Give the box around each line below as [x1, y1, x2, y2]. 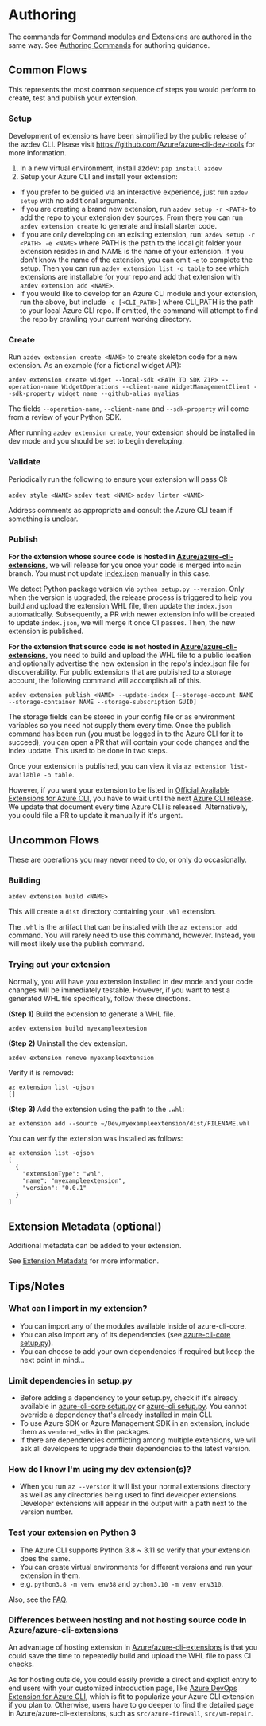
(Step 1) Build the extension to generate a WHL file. [8, 1009, 176, 1019]
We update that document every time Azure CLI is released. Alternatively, [8, 802, 249, 812]
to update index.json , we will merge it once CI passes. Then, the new [8, 617, 236, 627]
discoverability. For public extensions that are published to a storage [8, 667, 232, 676]
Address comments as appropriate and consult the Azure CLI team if [8, 505, 233, 515]
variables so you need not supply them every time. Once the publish [8, 720, 232, 730]
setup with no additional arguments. [19, 196, 137, 205]
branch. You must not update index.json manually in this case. [8, 568, 211, 578]
